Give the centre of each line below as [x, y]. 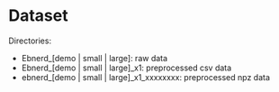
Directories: [30, 41]
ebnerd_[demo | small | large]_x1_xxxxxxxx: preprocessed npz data [146, 77]
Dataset [38, 16]
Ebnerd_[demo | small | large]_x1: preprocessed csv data [126, 68]
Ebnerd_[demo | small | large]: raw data [94, 58]
